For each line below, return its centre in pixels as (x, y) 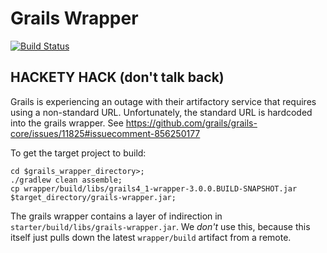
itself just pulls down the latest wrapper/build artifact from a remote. (151, 237)
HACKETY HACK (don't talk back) (117, 77)
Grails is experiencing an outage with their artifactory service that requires (163, 101)
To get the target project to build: (78, 153)
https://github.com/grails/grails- (191, 123)
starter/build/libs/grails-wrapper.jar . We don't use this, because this (160, 226)
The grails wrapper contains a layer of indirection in (116, 216)
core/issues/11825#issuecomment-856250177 (105, 133)
